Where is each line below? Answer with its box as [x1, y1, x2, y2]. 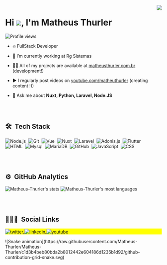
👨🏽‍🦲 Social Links [5, 215, 60, 223]
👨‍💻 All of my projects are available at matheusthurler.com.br [12, 62, 136, 69]
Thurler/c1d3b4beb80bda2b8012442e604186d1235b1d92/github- [5, 249, 140, 255]
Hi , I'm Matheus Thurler [5, 17, 112, 28]
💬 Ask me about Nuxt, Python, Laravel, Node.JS [12, 92, 113, 98]
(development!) [12, 68, 44, 74]
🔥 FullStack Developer [12, 43, 58, 49]
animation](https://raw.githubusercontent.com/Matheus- [21, 239, 138, 245]
